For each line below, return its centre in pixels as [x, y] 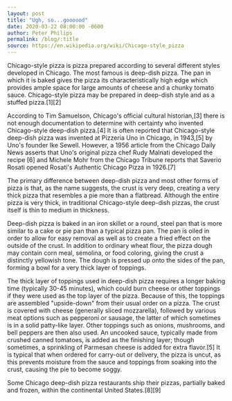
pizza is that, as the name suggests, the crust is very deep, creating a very [114, 188]
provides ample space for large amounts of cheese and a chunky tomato [111, 88]
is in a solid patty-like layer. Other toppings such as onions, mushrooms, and [116, 325]
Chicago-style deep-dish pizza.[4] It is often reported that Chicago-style [111, 130]
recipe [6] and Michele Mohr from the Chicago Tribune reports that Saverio [114, 160]
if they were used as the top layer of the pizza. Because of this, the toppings [116, 296]
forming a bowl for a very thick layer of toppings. [77, 268]
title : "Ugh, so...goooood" [48, 20]
